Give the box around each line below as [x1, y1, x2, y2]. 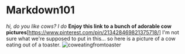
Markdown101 [6, 3, 75, 17]
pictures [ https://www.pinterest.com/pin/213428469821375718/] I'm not [6, 28, 180, 35]
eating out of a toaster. [6, 41, 61, 48]
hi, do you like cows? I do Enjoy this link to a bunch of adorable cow [6, 23, 172, 30]
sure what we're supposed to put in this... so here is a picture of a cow [6, 35, 176, 42]
